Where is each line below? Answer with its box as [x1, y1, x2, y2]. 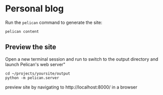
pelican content [5, 29, 39, 34]
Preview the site [5, 43, 56, 51]
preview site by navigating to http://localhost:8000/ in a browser [5, 84, 137, 90]
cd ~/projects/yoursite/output [5, 71, 70, 76]
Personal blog [5, 3, 64, 14]
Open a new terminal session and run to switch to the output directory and [5, 56, 158, 62]
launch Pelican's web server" [5, 61, 66, 67]
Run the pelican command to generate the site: [5, 19, 102, 25]
